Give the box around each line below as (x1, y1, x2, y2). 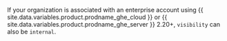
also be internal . (7, 27, 57, 36)
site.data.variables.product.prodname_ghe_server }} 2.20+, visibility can (7, 20, 221, 28)
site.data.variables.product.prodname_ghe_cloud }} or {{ (7, 13, 168, 21)
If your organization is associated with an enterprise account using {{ (7, 6, 204, 14)
